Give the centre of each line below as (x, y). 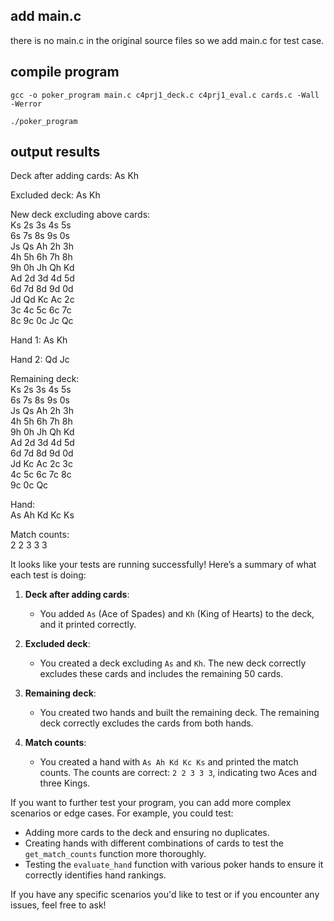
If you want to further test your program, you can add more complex (151, 803)
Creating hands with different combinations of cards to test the (154, 843)
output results (55, 152)
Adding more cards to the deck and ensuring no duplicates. (147, 833)
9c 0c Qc (29, 485)
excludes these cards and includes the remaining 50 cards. (161, 674)
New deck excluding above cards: (80, 215)
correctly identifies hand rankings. (95, 875)
